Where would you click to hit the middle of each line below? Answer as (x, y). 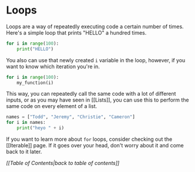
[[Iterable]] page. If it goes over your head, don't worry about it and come (95, 146)
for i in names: (26, 123)
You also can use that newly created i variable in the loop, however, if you (96, 60)
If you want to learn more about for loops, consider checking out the (89, 139)
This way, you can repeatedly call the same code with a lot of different (91, 94)
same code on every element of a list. (52, 106)
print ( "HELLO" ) (35, 49)
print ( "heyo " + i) (41, 128)
